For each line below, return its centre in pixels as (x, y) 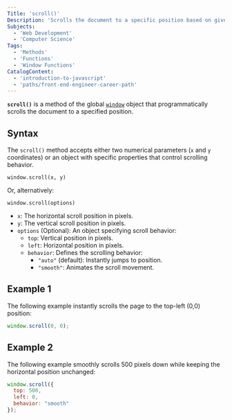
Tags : (15, 46)
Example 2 (30, 348)
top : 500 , (27, 391)
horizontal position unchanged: (51, 371)
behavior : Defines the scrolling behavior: (85, 253)
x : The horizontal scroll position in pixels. (75, 216)
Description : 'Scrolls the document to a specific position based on (109, 20)
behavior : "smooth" (41, 404)
